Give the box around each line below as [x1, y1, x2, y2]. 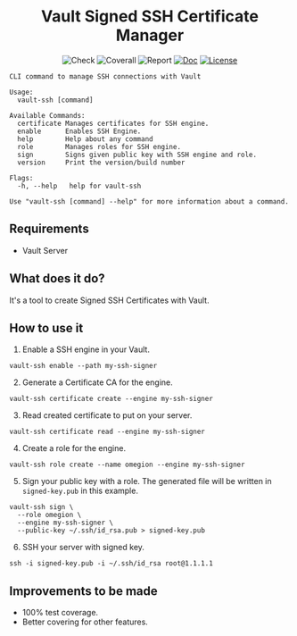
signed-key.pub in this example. [21, 485, 138, 497]
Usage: [9, 88, 34, 96]
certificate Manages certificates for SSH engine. [17, 119, 210, 128]
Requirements [9, 222, 89, 237]
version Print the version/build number [17, 158, 186, 167]
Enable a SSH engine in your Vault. [21, 344, 150, 355]
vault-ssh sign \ [9, 503, 74, 512]
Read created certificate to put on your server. [21, 410, 193, 421]
